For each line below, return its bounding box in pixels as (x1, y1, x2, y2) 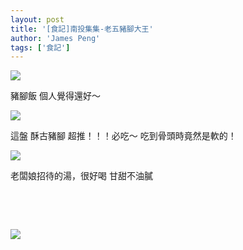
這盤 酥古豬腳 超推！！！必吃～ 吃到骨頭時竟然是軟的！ (10, 130, 237, 142)
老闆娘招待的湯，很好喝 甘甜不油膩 (10, 170, 153, 182)
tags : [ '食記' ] (10, 42, 71, 53)
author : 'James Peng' (10, 33, 101, 43)
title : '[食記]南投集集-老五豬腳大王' (10, 24, 154, 34)
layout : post (10, 14, 65, 25)
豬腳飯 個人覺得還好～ (10, 90, 101, 102)
